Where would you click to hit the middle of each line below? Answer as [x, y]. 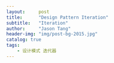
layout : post [28, 12]
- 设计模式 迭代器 [37, 51]
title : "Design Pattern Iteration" [58, 17]
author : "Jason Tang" [38, 28]
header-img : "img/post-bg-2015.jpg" [52, 34]
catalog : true [24, 40]
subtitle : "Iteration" [37, 23]
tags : [13, 46]
